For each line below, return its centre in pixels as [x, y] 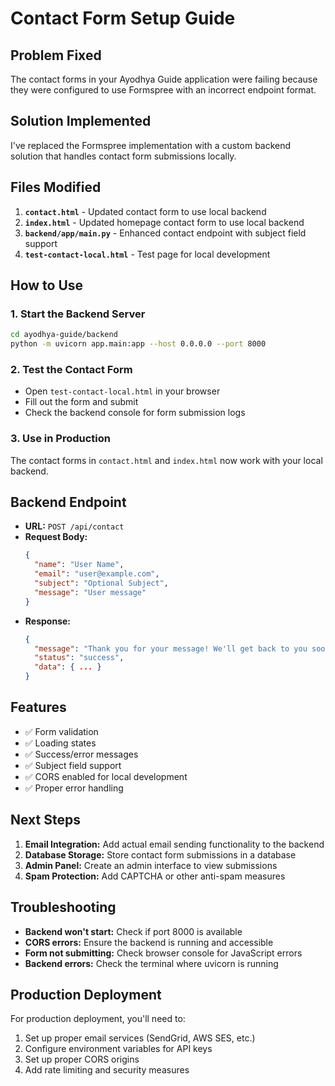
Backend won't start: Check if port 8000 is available [133, 931]
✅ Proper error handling [74, 788]
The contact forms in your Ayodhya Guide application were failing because [164, 79]
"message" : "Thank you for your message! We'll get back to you [171, 648]
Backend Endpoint [68, 502]
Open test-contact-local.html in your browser [122, 391]
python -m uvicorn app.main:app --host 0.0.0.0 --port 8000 [138, 344]
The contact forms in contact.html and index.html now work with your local [166, 460]
